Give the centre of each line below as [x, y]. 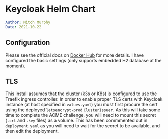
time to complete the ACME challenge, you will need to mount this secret [81, 115]
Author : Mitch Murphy [28, 22]
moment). [15, 66]
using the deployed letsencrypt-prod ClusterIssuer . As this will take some [83, 110]
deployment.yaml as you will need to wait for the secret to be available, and [83, 126]
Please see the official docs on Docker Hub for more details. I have [75, 55]
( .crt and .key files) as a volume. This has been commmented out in [76, 121]
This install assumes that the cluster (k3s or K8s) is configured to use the [81, 94]
